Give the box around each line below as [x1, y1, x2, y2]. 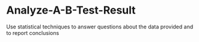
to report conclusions [6, 29, 60, 36]
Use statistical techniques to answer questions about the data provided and [6, 23, 194, 30]
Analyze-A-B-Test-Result [6, 4, 136, 17]
